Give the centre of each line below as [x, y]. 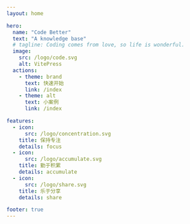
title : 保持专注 [40, 140]
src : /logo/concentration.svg [68, 134]
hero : [14, 26]
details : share [40, 197]
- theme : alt [37, 96]
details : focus [40, 147]
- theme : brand [40, 77]
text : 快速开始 [44, 83]
